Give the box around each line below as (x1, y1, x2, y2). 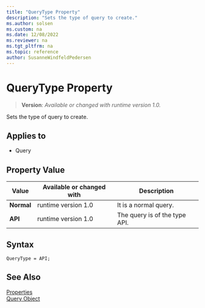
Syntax (6, 239, 34, 250)
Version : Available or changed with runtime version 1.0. (21, 101, 161, 108)
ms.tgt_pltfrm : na (6, 43, 53, 50)
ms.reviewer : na (6, 37, 48, 43)
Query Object (6, 295, 40, 302)
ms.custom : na (6, 26, 43, 32)
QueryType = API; (6, 255, 51, 261)
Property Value (6, 165, 65, 175)
